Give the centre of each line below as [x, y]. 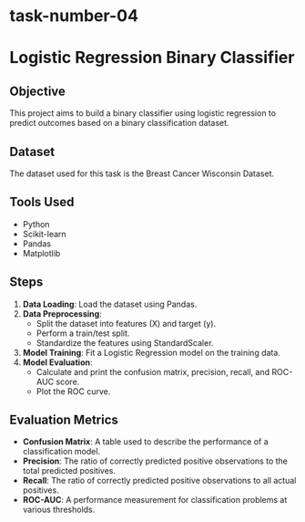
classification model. [61, 452]
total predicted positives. [69, 471]
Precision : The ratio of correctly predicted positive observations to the [155, 461]
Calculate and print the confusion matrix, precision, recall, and [153, 371]
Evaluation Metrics [64, 420]
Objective [38, 91]
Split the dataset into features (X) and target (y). [126, 323]
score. [68, 381]
